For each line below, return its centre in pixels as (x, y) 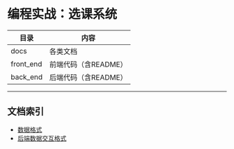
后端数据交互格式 (42, 138)
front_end (26, 64)
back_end (27, 77)
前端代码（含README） (88, 64)
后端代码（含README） (88, 77)
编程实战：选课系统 (62, 14)
